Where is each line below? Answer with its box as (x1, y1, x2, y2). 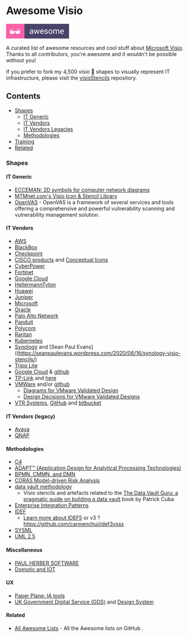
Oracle (14, 306, 31, 313)
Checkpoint (14, 250, 43, 257)
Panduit (14, 318, 33, 326)
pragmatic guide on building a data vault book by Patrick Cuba (23, 496, 174, 503)
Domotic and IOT (14, 566, 56, 573)
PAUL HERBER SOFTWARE (14, 559, 79, 566)
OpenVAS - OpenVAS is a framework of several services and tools (14, 198, 174, 206)
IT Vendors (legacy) (6, 413, 56, 420)
